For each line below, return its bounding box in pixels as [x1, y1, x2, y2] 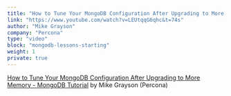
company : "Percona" [7, 29, 64, 36]
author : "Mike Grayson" [7, 23, 76, 29]
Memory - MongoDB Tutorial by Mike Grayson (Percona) [7, 80, 168, 89]
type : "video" [7, 36, 48, 43]
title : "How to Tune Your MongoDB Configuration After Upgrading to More [7, 10, 225, 17]
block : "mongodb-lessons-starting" [7, 42, 110, 49]
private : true [7, 55, 48, 62]
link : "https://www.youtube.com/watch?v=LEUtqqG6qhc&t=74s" [7, 16, 185, 23]
